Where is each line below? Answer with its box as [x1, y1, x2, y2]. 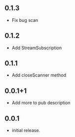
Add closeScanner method [11, 72, 67, 78]
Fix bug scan [11, 17, 38, 23]
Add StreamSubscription [11, 45, 62, 51]
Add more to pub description [11, 100, 71, 106]
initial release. [11, 128, 40, 134]
